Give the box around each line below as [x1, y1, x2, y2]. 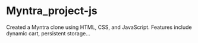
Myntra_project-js [6, 4, 98, 18]
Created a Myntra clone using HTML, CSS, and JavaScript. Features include [6, 24, 192, 31]
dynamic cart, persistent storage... [6, 29, 91, 37]
